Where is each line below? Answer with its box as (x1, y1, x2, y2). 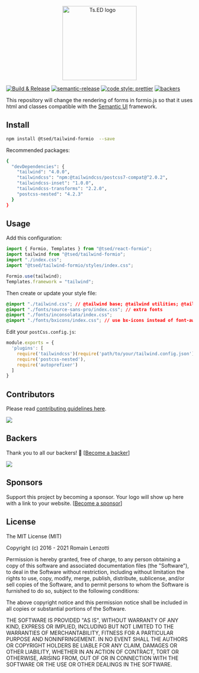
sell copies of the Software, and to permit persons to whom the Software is (6, 581, 190, 588)
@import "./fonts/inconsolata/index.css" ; (6, 312, 113, 318)
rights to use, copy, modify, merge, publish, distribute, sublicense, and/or (6, 574, 185, 582)
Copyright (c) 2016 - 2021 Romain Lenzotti (6, 544, 110, 551)
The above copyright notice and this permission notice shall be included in (6, 599, 188, 606)
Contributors (6, 389, 55, 399)
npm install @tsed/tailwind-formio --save (6, 135, 115, 142)
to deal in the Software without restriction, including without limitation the (6, 568, 185, 576)
